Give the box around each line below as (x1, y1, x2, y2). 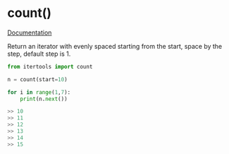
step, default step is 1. (7, 49, 71, 58)
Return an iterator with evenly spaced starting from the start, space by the (7, 42, 223, 50)
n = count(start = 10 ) (7, 76, 68, 83)
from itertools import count (7, 63, 93, 70)
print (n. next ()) (20, 95, 68, 102)
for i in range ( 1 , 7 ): (7, 88, 71, 96)
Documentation (7, 28, 52, 37)
